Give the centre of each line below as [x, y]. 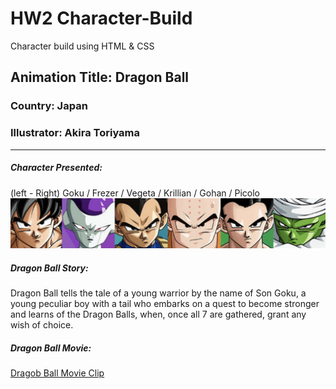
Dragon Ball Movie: [51, 348]
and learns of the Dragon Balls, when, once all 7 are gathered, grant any [158, 314]
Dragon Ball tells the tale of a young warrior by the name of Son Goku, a [158, 293]
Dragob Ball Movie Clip [57, 373]
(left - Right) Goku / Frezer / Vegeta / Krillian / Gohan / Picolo [135, 193]
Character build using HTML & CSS [82, 46]
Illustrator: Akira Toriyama [75, 133]
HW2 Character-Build [101, 18]
